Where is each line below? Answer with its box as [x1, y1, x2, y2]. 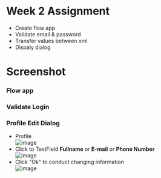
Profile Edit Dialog [6, 119, 61, 127]
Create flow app [15, 24, 56, 31]
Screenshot [6, 65, 66, 79]
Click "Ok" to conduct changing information [15, 159, 124, 166]
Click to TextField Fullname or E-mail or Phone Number [15, 145, 155, 153]
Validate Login [6, 102, 50, 111]
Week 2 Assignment [6, 4, 110, 18]
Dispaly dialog [15, 44, 51, 51]
